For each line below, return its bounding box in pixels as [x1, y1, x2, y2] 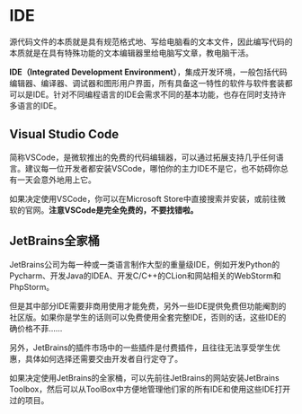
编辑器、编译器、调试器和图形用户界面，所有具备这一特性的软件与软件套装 [9, 77, 285, 88]
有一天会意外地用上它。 [9, 174, 96, 185]
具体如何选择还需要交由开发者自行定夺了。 [24, 353, 182, 364]
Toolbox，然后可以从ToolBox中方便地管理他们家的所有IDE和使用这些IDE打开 [9, 383, 290, 394]
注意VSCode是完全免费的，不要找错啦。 [49, 204, 199, 216]
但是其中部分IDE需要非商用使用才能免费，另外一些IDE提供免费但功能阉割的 [9, 300, 287, 311]
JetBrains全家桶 [9, 233, 101, 249]
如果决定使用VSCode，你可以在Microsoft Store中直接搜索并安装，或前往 [9, 193, 279, 204]
